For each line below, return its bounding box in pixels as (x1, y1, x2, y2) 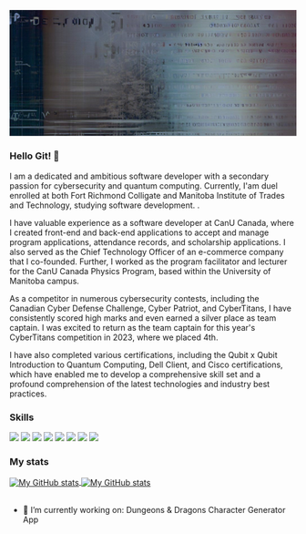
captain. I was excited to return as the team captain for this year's (9, 322, 256, 333)
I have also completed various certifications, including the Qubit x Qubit (9, 349, 278, 360)
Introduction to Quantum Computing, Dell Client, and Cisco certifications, (9, 359, 284, 370)
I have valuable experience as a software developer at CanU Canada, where (9, 217, 294, 228)
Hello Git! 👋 (9, 149, 60, 162)
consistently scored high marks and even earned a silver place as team (9, 312, 277, 323)
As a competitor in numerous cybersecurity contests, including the (9, 293, 260, 303)
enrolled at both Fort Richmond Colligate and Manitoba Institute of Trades (9, 190, 285, 200)
